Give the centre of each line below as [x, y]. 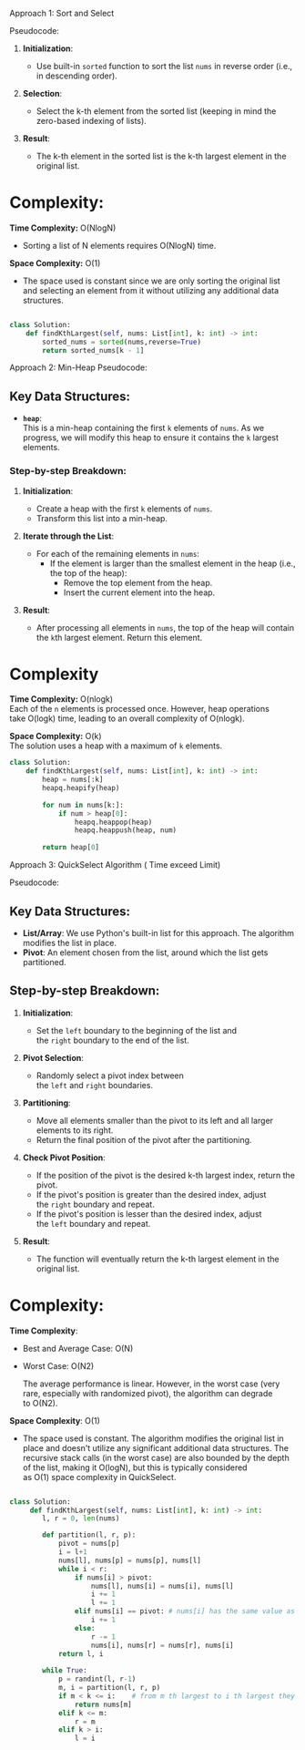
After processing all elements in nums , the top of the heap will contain [165, 627]
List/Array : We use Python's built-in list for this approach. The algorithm [158, 932]
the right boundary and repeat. [95, 1204]
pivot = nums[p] [89, 1544]
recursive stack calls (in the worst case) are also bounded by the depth [156, 1457]
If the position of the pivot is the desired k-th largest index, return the [166, 1175]
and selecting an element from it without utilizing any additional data [151, 290]
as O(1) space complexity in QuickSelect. [99, 1477]
